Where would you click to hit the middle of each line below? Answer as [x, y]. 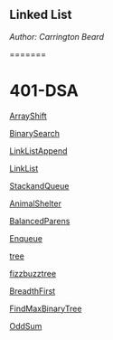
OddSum [26, 326]
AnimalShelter [35, 203]
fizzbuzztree [33, 273]
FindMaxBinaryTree [46, 308]
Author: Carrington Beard [56, 36]
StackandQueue [39, 185]
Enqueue [26, 238]
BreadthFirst [33, 291]
